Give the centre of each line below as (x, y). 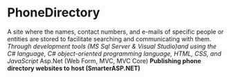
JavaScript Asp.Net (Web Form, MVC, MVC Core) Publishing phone (104, 60)
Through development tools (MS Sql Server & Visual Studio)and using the (112, 46)
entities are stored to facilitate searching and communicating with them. (109, 38)
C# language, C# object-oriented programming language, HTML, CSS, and (114, 54)
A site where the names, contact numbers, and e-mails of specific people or (115, 32)
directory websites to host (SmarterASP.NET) (74, 68)
